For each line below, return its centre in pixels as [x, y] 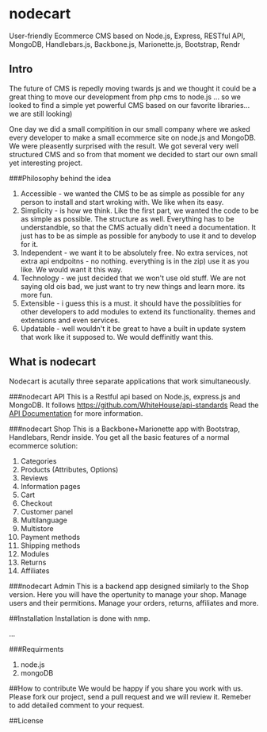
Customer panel [47, 511]
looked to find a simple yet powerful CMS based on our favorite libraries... [130, 105]
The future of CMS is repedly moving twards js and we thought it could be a [133, 88]
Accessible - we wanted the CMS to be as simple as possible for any [132, 193]
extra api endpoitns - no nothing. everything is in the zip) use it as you [135, 261]
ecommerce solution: [44, 445]
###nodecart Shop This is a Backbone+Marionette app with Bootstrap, [125, 429]
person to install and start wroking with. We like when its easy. [122, 202]
